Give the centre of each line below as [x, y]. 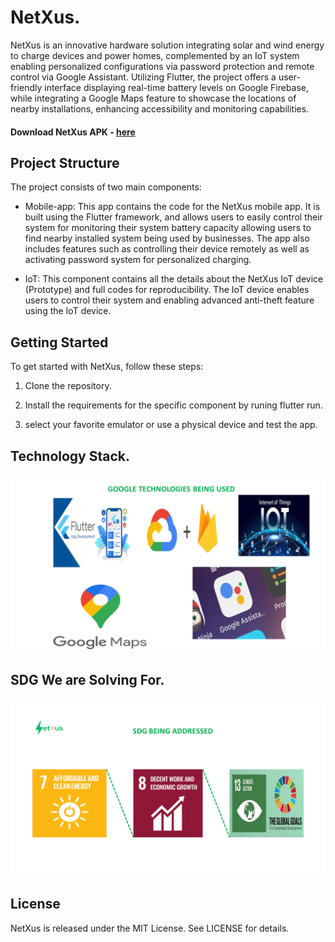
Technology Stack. [70, 456]
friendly [26, 87]
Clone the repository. [68, 386]
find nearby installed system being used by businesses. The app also [167, 238]
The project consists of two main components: [106, 187]
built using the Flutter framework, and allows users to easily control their [173, 217]
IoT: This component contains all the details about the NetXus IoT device [174, 279]
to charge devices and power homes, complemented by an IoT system [155, 55]
